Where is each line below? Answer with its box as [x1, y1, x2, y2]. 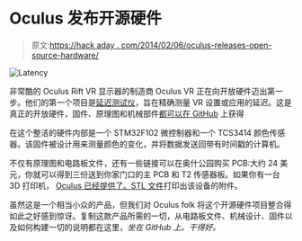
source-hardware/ [31, 49, 99, 60]
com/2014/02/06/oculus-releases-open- [120, 40, 272, 50]
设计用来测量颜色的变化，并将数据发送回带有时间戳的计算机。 [56, 138, 285, 149]
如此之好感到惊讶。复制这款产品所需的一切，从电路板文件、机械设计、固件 [9, 210, 285, 221]
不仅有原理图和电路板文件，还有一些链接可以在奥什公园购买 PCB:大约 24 [9, 157, 279, 168]
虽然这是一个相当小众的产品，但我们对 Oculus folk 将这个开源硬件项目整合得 [9, 199, 292, 210]
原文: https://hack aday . [31, 40, 120, 50]
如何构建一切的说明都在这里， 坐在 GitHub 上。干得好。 [16, 221, 221, 232]
